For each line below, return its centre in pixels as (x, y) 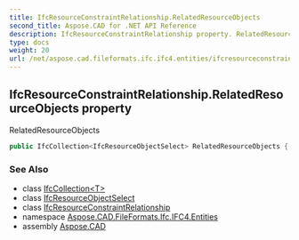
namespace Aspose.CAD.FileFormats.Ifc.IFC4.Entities (120, 216)
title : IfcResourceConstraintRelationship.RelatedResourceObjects (135, 17)
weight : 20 (29, 51)
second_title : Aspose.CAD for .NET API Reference (103, 26)
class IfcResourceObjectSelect (78, 197)
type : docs (29, 42)
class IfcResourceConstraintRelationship (96, 207)
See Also (29, 169)
